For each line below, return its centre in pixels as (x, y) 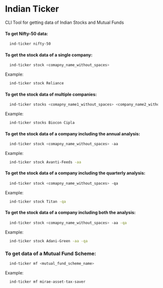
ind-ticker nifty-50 (30, 44)
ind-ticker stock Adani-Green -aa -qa (49, 241)
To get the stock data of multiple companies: (51, 94)
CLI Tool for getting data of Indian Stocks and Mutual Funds (65, 22)
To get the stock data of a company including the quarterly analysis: (75, 173)
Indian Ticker (32, 9)
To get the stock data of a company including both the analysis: (70, 213)
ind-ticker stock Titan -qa (38, 202)
